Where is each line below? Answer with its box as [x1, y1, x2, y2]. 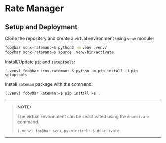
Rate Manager [5, 3, 64, 14]
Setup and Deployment [5, 23, 78, 31]
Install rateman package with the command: [5, 81, 93, 87]
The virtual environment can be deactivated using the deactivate [17, 113, 150, 119]
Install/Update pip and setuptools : [5, 59, 75, 65]
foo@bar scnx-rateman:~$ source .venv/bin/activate [5, 50, 114, 55]
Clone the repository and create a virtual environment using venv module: [5, 36, 154, 41]
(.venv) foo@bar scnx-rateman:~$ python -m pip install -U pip [5, 68, 138, 73]
